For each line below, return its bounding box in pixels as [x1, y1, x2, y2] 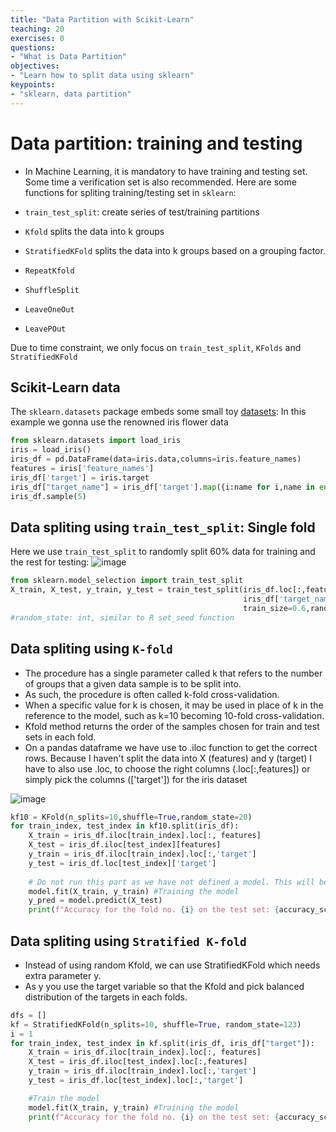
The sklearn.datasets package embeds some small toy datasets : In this [10, 406, 307, 418]
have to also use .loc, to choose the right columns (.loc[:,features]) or [24, 762, 311, 775]
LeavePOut [24, 324, 67, 334]
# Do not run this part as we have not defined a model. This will [28, 877, 315, 887]
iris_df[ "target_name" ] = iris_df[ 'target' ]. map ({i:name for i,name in [10, 482, 315, 492]
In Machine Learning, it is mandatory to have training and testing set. [24, 165, 308, 177]
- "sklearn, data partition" [10, 89, 132, 99]
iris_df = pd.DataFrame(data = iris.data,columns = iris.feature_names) [10, 454, 302, 465]
